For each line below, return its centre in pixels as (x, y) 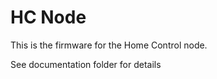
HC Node (48, 17)
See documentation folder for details (86, 64)
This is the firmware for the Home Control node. (109, 45)
